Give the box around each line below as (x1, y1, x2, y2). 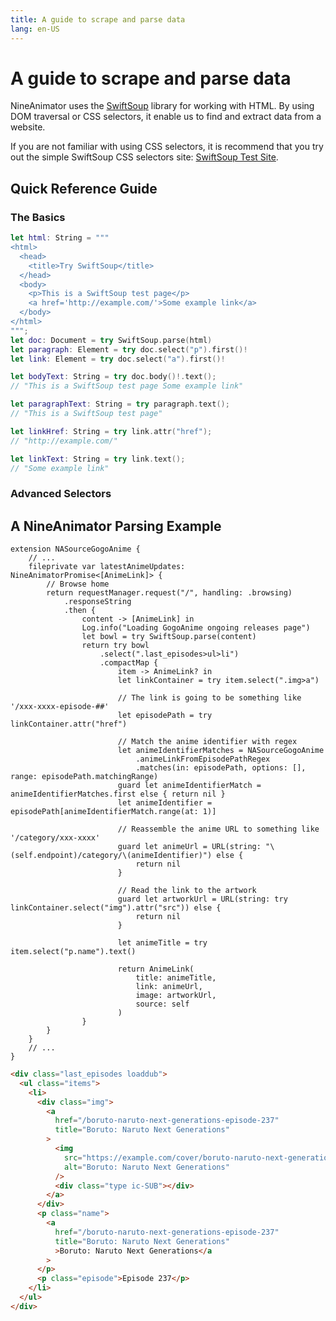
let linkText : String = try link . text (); (10, 454, 186, 464)
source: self (135, 999, 190, 1010)
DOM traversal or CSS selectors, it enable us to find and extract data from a (10, 111, 322, 123)
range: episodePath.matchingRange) (10, 772, 159, 782)
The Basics (10, 210, 66, 224)
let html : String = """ (10, 233, 110, 243)
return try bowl (81, 641, 150, 651)
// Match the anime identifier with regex (117, 737, 298, 747)
